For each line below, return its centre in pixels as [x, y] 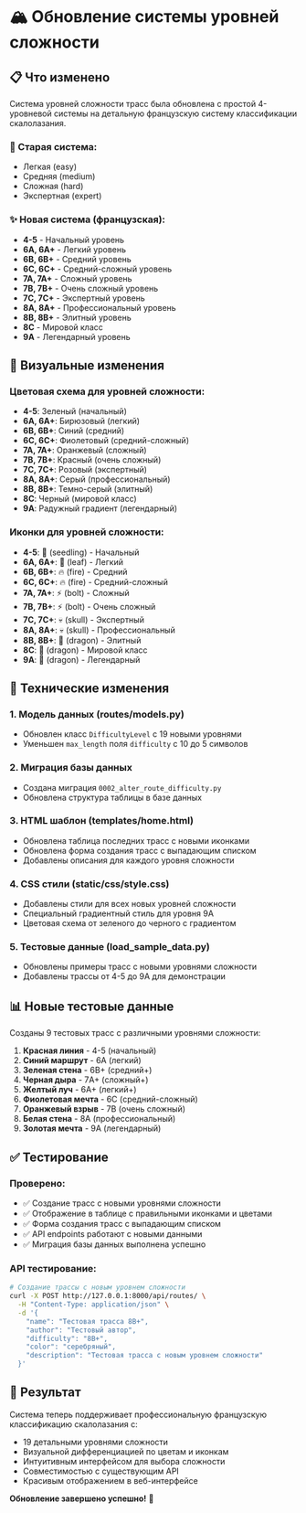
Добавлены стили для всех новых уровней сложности [129, 904]
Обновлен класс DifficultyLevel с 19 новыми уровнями [132, 734]
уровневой [31, 113]
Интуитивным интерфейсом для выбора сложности [124, 1461]
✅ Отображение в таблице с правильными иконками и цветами [147, 1213]
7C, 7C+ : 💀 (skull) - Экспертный [83, 619]
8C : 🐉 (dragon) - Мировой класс [85, 650]
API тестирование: [53, 1268]
